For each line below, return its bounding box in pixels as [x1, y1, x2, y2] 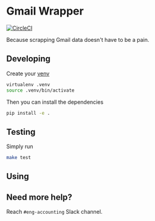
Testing [6, 126, 36, 137]
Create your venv [6, 70, 50, 77]
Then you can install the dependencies [6, 98, 104, 106]
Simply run [6, 143, 33, 150]
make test [6, 155, 32, 161]
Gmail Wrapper [6, 4, 84, 18]
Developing [6, 53, 50, 64]
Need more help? [6, 192, 73, 202]
